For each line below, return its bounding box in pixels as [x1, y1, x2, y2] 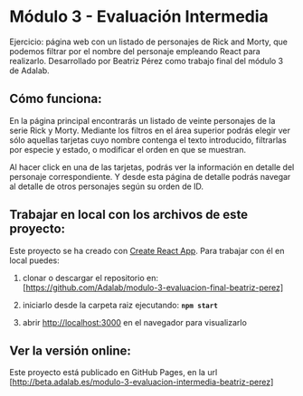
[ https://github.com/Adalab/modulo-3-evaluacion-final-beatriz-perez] [22, 282, 284, 293]
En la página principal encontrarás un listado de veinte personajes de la [9, 115, 276, 126]
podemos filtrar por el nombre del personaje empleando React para [9, 45, 260, 56]
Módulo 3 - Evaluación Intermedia [9, 6, 269, 27]
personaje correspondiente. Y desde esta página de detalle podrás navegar [9, 171, 291, 182]
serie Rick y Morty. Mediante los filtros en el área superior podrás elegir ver [9, 125, 291, 136]
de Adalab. [9, 65, 50, 76]
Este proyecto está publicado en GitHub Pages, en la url [9, 367, 218, 378]
